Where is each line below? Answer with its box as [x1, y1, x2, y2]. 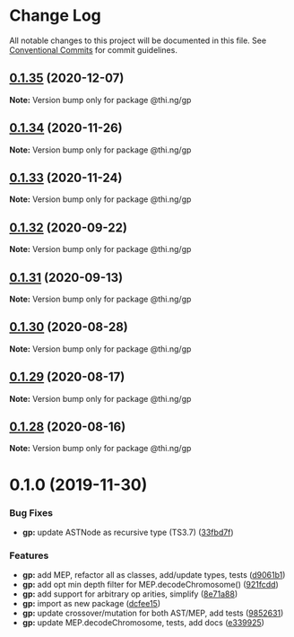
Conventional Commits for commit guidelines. [9, 44, 177, 55]
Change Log [9, 5, 101, 26]
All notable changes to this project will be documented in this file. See [9, 35, 267, 46]
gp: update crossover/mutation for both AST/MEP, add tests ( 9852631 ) [22, 607, 284, 619]
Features [9, 549, 49, 562]
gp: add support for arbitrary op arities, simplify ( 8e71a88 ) [22, 589, 238, 599]
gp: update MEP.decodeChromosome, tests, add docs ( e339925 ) [22, 617, 264, 628]
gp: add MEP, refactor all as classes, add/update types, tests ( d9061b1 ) [22, 570, 286, 580]
